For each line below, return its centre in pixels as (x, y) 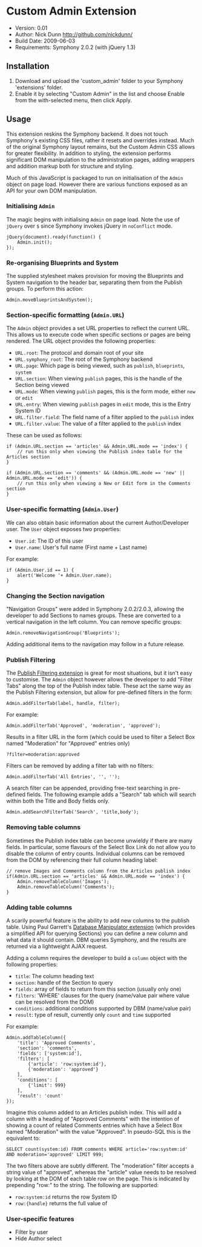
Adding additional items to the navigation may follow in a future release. (96, 644)
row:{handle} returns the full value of (61, 1203)
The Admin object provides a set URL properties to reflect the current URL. (98, 328)
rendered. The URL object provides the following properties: (81, 341)
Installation (28, 66)
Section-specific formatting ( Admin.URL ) (65, 315)
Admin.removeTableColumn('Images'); (64, 881)
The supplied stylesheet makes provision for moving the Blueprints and (95, 276)
